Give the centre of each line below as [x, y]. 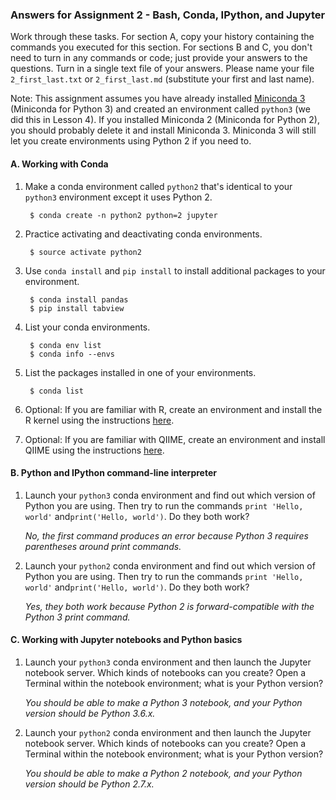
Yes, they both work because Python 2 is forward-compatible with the [169, 606]
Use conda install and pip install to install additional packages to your [175, 270]
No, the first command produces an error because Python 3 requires [166, 535]
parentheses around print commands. [103, 546]
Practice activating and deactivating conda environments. [143, 234]
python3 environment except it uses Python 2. [118, 197]
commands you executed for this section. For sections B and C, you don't [161, 47]
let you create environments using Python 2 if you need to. [131, 141]
